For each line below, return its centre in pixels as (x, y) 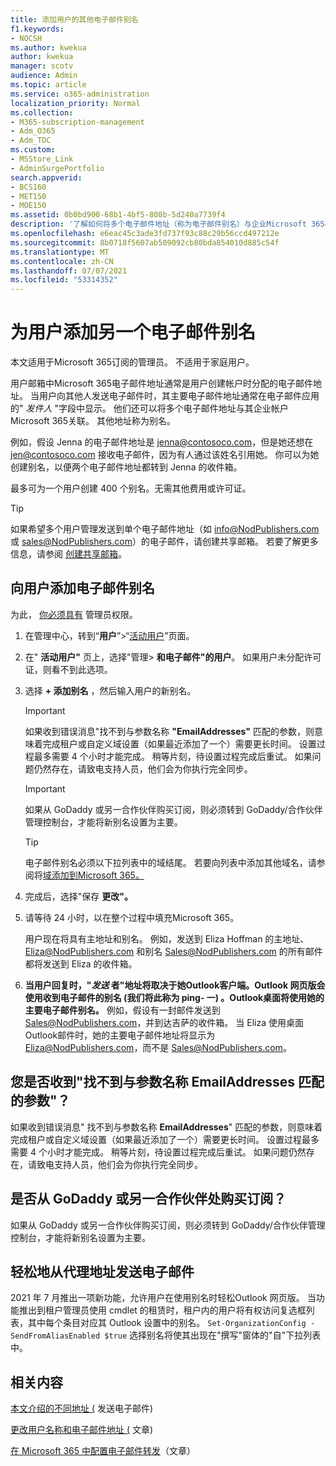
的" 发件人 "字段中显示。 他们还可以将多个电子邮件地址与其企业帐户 (149, 408)
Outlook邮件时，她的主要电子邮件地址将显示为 (120, 1035)
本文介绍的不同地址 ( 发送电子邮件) (82, 1408)
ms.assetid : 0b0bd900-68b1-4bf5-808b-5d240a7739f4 (118, 215)
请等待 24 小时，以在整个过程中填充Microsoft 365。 (132, 917)
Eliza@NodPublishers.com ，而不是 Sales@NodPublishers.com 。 (158, 1047)
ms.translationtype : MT (60, 252)
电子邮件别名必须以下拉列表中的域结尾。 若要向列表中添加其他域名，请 (170, 862)
